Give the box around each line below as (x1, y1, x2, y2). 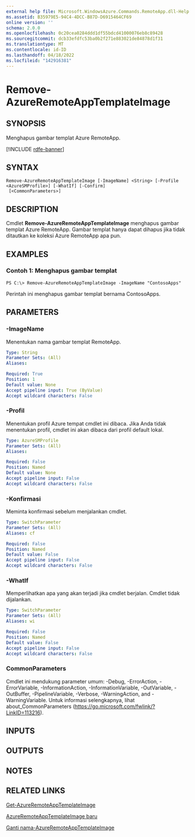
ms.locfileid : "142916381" (6, 57, 72, 63)
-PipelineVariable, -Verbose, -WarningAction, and (32, 690, 151, 697)
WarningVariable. (6, 696, 48, 703)
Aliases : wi (6, 618, 35, 624)
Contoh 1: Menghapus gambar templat (6, 267, 117, 275)
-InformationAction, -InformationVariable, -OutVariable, (40, 684, 173, 691)
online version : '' (6, 19, 54, 25)
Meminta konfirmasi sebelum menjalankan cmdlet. (6, 508, 127, 515)
